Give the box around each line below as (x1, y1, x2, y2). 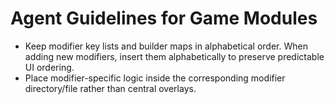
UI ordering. (24, 61, 75, 73)
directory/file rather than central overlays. (24, 82, 197, 94)
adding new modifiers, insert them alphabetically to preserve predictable (24, 50, 325, 62)
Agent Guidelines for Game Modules (10, 7, 318, 30)
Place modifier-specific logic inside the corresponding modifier (24, 72, 286, 84)
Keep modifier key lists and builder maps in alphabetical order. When (24, 40, 308, 52)
